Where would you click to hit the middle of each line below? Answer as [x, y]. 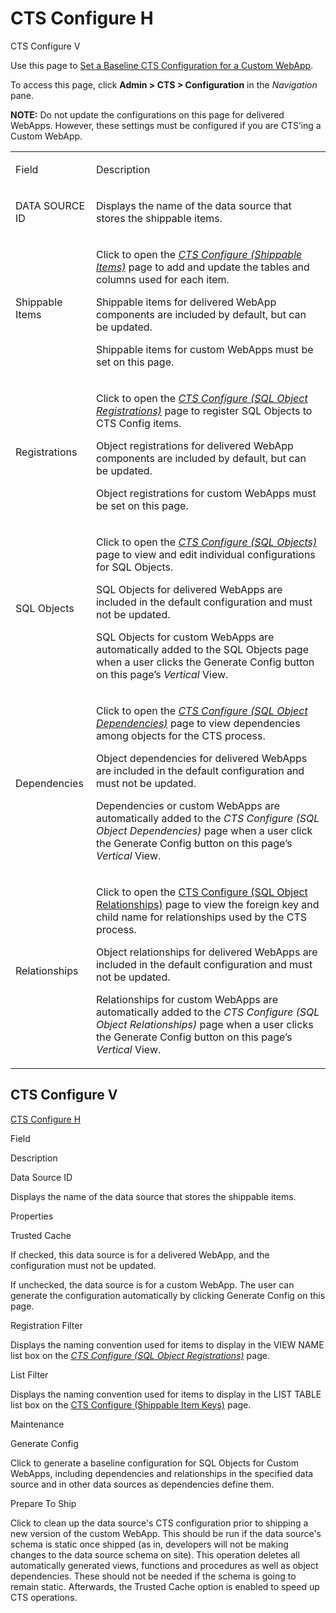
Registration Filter [46, 1325]
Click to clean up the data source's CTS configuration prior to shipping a [159, 1523]
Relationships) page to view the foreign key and [207, 904]
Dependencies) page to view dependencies [198, 723]
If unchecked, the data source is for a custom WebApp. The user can [152, 1284]
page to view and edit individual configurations [205, 554]
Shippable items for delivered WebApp [186, 302]
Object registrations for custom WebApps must [206, 493]
